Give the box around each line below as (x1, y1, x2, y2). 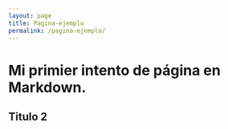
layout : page (8, 11, 52, 20)
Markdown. (8, 78, 87, 96)
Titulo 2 (8, 110, 48, 123)
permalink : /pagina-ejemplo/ (8, 26, 106, 34)
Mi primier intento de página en (8, 61, 221, 79)
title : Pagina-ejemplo (8, 19, 84, 27)
